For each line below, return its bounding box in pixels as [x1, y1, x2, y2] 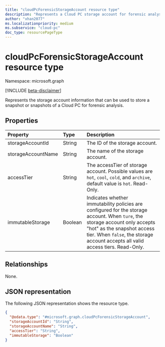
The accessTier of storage [86, 161, 147, 168]
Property [7, 131, 29, 138]
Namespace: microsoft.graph [5, 78, 64, 84]
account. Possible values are [86, 168, 153, 175]
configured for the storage [86, 206, 148, 213]
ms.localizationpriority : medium [5, 21, 74, 26]
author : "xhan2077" [5, 16, 45, 21]
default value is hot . [86, 180, 132, 187]
